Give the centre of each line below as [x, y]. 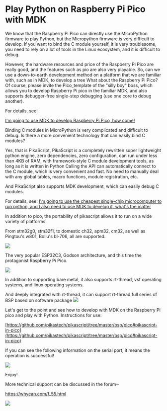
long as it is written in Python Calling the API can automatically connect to [81, 166]
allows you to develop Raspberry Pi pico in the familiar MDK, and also [76, 90]
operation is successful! [30, 355]
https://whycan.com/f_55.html [36, 394]
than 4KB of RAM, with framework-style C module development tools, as [80, 161]
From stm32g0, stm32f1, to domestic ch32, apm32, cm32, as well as [75, 231]
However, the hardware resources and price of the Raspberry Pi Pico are [80, 64]
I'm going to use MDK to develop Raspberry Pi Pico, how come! [70, 120]
